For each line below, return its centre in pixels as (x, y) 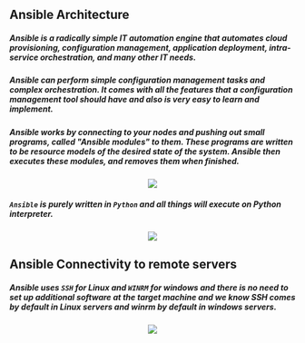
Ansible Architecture (69, 15)
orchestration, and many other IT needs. (118, 57)
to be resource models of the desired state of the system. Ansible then (145, 151)
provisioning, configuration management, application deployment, (138, 47)
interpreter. (31, 213)
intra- (280, 47)
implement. (32, 109)
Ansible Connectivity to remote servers (123, 265)
